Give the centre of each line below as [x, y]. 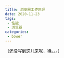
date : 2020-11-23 [22, 14]
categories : [17, 32]
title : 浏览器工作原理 [25, 9]
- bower [15, 37]
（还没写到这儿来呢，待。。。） [33, 51]
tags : [10, 18]
